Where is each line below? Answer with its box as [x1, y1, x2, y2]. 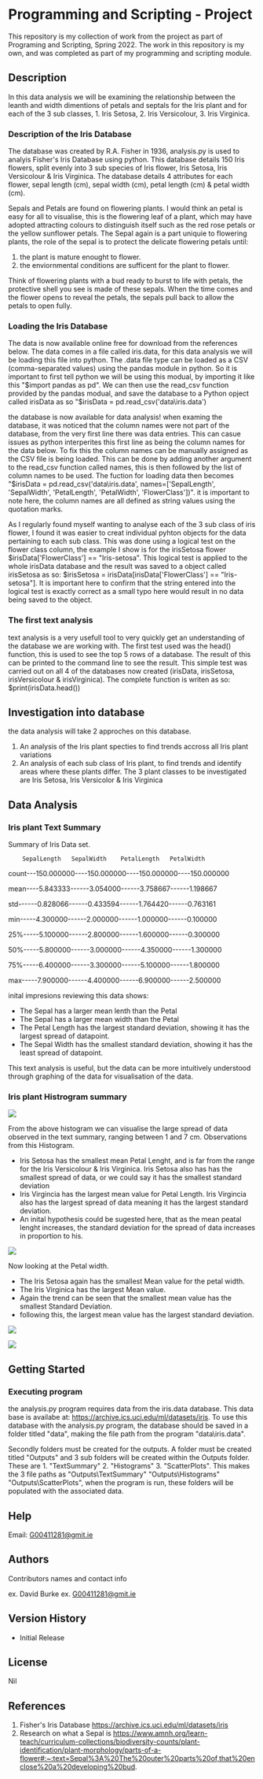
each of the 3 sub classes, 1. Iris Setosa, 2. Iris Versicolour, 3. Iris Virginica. [8, 109, 250, 118]
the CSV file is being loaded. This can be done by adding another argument [8, 455, 252, 464]
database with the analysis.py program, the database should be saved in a [8, 1421, 249, 1431]
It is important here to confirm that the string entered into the [38, 578, 236, 588]
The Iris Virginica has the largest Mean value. [19, 1285, 166, 1294]
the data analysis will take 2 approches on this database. [8, 726, 192, 736]
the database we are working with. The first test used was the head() [8, 641, 232, 651]
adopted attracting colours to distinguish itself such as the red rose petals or [8, 221, 255, 230]
